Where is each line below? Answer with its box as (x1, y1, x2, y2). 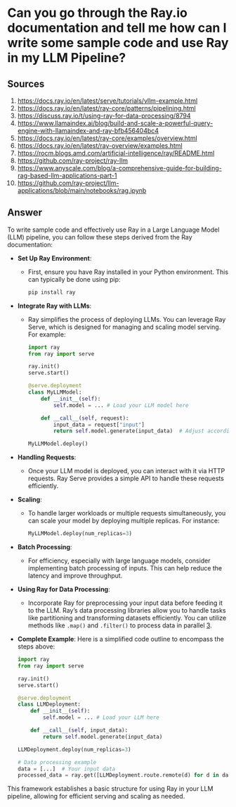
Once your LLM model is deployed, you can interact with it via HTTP (27, 467, 225, 475)
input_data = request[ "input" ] (53, 421, 145, 428)
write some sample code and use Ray (7, 35, 229, 51)
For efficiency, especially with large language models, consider (27, 556, 211, 565)
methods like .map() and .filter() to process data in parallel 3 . (27, 621, 212, 630)
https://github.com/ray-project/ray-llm (17, 156, 129, 165)
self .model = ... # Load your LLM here (43, 714, 159, 721)
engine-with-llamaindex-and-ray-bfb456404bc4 (17, 127, 159, 134)
